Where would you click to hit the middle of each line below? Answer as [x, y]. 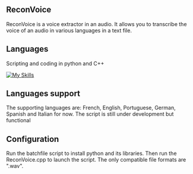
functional [18, 121]
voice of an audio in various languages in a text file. [69, 30]
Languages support [43, 94]
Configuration [33, 139]
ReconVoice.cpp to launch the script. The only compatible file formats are [96, 160]
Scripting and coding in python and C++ [55, 63]
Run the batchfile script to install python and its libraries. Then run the [91, 153]
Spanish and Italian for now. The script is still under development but [90, 114]
